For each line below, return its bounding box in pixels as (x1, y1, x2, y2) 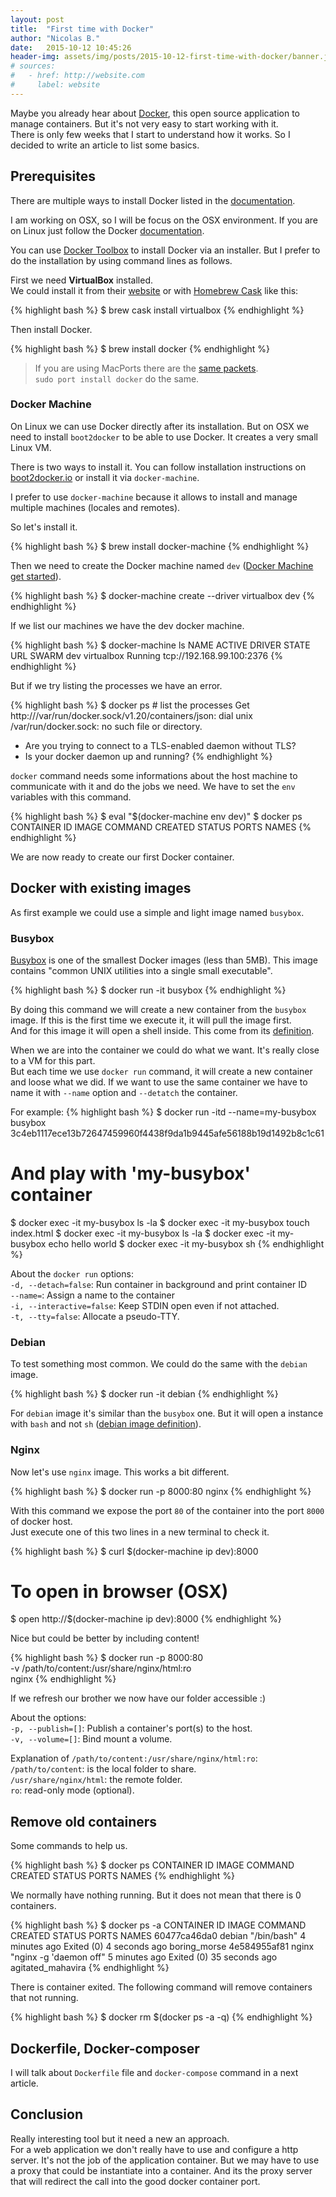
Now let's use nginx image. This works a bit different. (10, 1466, 230, 1478)
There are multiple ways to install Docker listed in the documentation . (10, 194, 296, 206)
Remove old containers (10, 1813, 158, 1830)
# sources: (10, 61, 56, 71)
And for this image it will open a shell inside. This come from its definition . (10, 1024, 315, 1036)
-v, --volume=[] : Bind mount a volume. (10, 1733, 173, 1745)
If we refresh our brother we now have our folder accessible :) (10, 1692, 266, 1705)
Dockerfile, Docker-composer (10, 2040, 200, 2057)
